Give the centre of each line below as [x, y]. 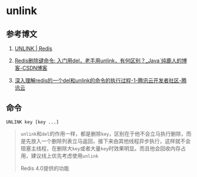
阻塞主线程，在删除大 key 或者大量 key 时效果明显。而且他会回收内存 [101, 148]
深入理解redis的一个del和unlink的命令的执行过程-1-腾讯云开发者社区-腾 [101, 80]
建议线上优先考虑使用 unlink [65, 156]
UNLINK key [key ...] [33, 122]
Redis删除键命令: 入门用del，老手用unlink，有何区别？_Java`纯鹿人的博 [101, 61]
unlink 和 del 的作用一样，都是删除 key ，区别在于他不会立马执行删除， [103, 133]
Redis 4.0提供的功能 [45, 168]
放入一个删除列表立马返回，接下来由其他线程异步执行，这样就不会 [111, 141]
